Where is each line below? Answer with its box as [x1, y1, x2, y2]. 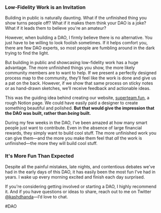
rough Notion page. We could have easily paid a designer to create [5, 100, 138, 106]
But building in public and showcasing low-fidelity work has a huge [5, 60, 139, 66]
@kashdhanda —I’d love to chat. [5, 194, 68, 199]
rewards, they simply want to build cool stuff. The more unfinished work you [5, 130, 157, 136]
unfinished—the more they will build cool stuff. [5, 141, 98, 146]
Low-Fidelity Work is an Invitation [5, 4, 86, 11]
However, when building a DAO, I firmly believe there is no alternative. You [5, 35, 153, 40]
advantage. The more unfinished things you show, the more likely [5, 65, 135, 71]
